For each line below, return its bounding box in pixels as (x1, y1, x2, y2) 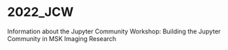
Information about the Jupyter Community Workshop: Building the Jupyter (7, 27, 221, 35)
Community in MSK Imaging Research (7, 34, 117, 42)
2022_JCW (7, 4, 74, 20)
